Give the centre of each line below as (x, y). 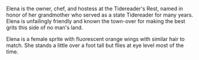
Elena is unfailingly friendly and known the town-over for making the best (96, 21)
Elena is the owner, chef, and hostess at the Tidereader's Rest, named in (94, 9)
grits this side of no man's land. (45, 27)
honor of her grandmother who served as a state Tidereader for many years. (100, 15)
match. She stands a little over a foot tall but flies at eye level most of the (95, 45)
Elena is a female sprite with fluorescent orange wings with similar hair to (96, 39)
